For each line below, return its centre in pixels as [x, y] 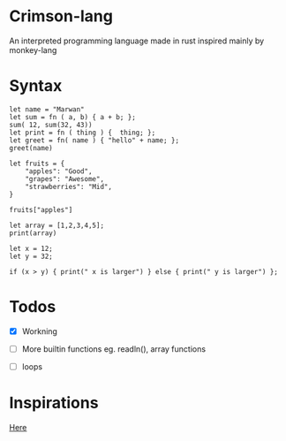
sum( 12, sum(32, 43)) [51, 125]
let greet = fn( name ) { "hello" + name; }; [94, 140]
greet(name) [31, 148]
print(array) [33, 233]
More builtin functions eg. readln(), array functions [113, 349]
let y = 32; [31, 256]
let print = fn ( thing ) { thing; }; [83, 133]
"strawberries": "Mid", [69, 186]
